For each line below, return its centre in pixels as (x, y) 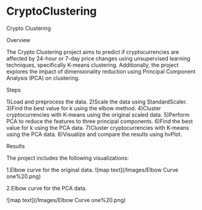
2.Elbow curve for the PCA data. (47, 188)
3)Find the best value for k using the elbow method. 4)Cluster (84, 108)
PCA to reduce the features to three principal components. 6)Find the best (100, 121)
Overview (18, 40)
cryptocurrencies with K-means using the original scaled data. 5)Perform (98, 114)
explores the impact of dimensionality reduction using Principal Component (101, 71)
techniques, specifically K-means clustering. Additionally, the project (92, 65)
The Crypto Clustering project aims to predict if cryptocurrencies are (93, 52)
